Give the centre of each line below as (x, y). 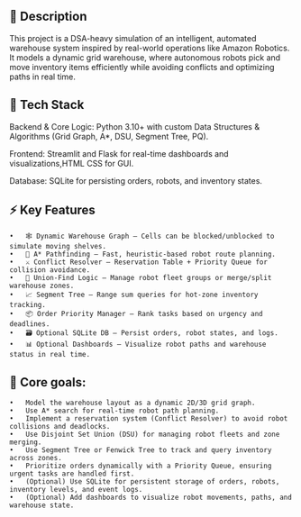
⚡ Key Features (53, 210)
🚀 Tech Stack (47, 105)
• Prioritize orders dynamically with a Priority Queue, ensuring (141, 466)
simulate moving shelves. (58, 247)
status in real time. (50, 355)
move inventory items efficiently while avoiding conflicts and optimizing (142, 67)
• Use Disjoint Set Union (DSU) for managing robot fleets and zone (145, 435)
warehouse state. (42, 505)
